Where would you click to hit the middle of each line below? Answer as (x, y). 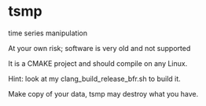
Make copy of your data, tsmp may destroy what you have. (103, 93)
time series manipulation (48, 33)
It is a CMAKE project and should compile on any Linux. (98, 63)
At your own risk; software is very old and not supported (99, 48)
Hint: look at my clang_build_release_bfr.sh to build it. (94, 79)
